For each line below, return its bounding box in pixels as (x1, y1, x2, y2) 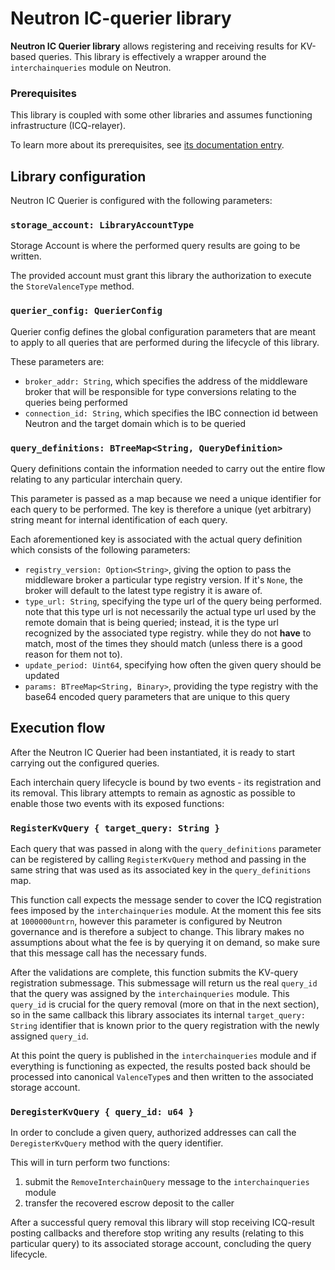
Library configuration (10, 168, 147, 185)
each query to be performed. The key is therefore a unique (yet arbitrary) (10, 503, 312, 515)
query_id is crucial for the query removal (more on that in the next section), (10, 998, 320, 1011)
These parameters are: (10, 355, 105, 367)
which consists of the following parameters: (10, 543, 191, 556)
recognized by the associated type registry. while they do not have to (24, 627, 312, 639)
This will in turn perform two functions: (10, 1157, 170, 1169)
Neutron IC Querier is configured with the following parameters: (10, 195, 273, 207)
